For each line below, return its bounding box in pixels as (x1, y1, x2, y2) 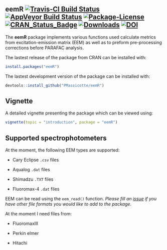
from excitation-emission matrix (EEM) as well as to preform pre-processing (5, 39, 162, 45)
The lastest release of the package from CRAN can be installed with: (5, 54, 146, 60)
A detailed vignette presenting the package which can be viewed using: (5, 110, 153, 116)
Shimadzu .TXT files (12, 176, 54, 182)
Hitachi (12, 240, 28, 246)
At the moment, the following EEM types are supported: (5, 147, 120, 153)
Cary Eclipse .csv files (12, 157, 59, 163)
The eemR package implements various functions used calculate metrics (5, 34, 156, 40)
